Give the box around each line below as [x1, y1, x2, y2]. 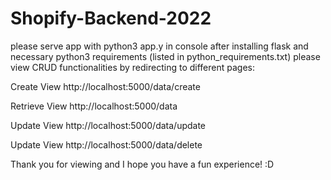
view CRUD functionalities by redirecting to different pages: [10, 61, 255, 73]
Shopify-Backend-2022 [10, 7, 212, 30]
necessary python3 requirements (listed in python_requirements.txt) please [10, 50, 321, 62]
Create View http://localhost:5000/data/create [10, 80, 201, 92]
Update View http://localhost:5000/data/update [10, 119, 207, 131]
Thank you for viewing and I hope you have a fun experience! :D [10, 158, 275, 170]
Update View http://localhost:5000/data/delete [10, 138, 203, 151]
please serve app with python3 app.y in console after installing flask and [10, 40, 309, 52]
